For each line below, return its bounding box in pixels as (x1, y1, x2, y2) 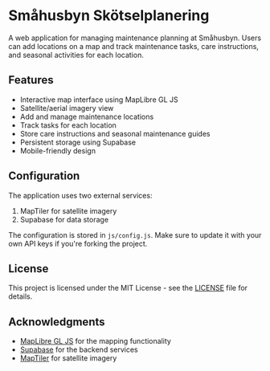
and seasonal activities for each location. (8, 50, 145, 59)
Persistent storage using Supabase (19, 137, 137, 147)
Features (8, 73, 54, 87)
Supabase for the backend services (19, 344, 138, 355)
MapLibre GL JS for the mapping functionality (19, 336, 171, 346)
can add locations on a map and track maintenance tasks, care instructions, (8, 41, 260, 51)
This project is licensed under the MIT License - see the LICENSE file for (8, 283, 247, 293)
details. (8, 291, 33, 301)
